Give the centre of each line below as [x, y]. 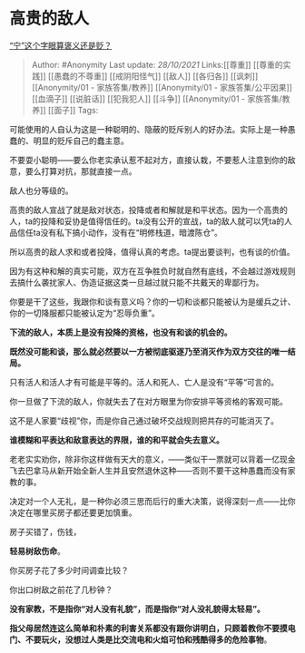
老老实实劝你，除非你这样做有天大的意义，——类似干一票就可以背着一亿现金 [152, 459]
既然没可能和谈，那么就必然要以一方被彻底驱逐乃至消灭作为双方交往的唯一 [148, 351]
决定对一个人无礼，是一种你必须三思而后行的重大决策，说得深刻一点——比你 [152, 501]
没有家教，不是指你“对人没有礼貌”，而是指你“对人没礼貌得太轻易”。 [138, 609]
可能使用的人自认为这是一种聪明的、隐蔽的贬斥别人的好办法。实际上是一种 [148, 129]
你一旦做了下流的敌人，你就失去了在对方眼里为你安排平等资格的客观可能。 [148, 401]
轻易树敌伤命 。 [37, 551]
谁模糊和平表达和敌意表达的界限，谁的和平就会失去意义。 [117, 440]
